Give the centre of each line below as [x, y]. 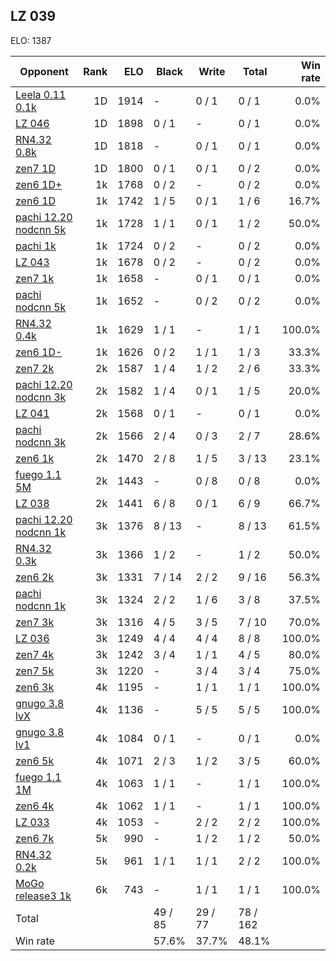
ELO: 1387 [31, 40]
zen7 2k [35, 368]
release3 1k [43, 896]
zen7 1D [35, 168]
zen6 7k [35, 838]
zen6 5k [35, 761]
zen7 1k [35, 278]
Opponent [44, 71]
